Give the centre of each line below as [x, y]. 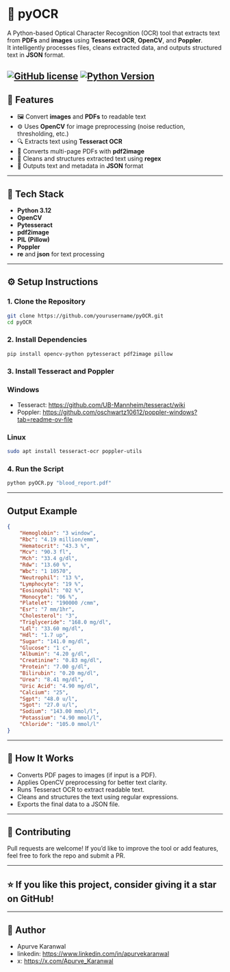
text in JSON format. [36, 55]
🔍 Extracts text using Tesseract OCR [69, 142]
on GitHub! [31, 898]
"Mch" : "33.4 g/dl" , [49, 559]
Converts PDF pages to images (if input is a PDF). [87, 775]
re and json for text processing [61, 254]
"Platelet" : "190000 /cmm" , [59, 603]
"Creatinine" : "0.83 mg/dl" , [61, 661]
